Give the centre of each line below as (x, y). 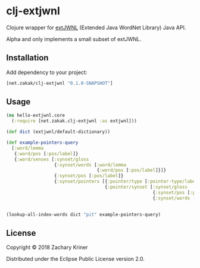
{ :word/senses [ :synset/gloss (51, 159)
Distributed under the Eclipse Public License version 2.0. (75, 259)
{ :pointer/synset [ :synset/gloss (146, 187)
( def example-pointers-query (42, 143)
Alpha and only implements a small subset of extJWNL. (74, 39)
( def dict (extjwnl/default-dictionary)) (58, 132)
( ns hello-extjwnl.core (36, 115)
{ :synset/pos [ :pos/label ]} (89, 176)
